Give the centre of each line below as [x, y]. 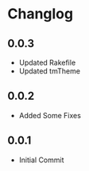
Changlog [40, 14]
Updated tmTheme [50, 71]
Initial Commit [41, 160]
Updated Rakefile [47, 62]
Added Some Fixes [50, 115]
